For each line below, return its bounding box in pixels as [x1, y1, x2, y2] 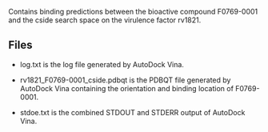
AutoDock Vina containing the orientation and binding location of [19, 83, 234, 93]
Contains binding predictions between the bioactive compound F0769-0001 [8, 7, 258, 16]
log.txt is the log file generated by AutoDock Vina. [19, 59, 184, 69]
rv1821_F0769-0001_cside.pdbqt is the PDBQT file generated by [19, 75, 231, 85]
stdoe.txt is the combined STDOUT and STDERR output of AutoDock [19, 107, 246, 117]
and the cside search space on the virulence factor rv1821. [8, 15, 202, 25]
